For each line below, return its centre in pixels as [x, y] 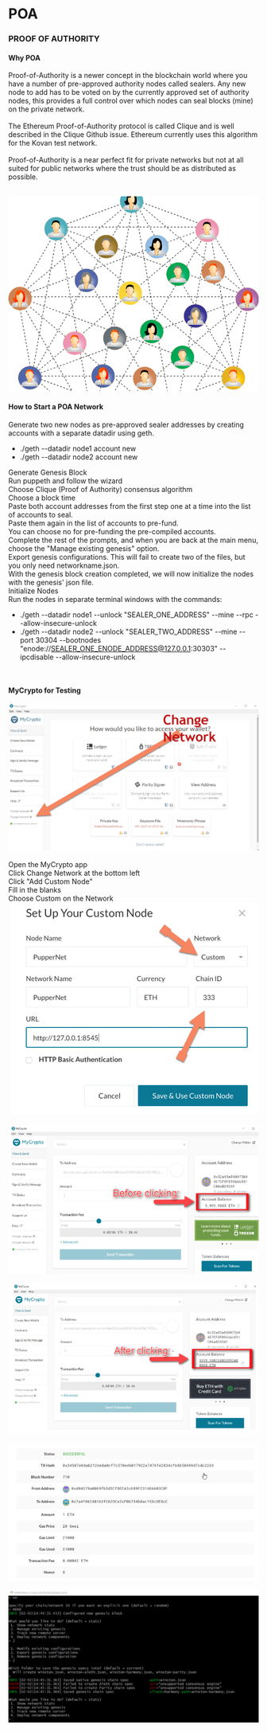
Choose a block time [42, 498]
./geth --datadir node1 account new [78, 448]
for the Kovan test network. [53, 143]
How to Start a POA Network [56, 406]
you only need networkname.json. [64, 565]
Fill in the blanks [35, 889]
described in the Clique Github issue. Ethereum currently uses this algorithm [133, 135]
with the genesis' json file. [51, 582]
